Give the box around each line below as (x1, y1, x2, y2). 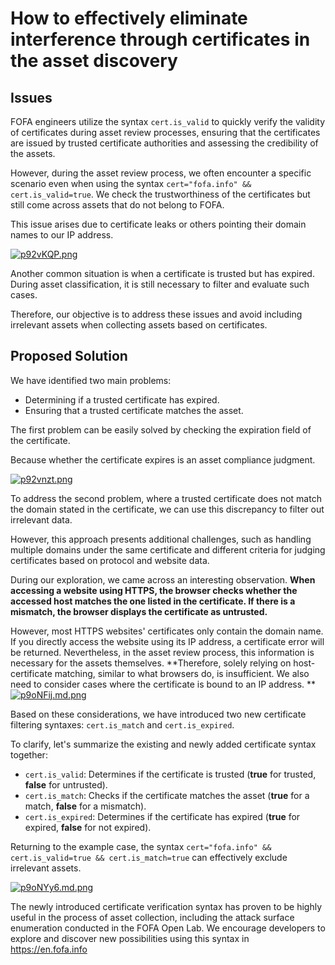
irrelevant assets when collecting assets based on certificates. (10, 319, 268, 331)
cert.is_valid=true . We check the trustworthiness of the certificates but (10, 188, 311, 200)
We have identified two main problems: (10, 374, 172, 386)
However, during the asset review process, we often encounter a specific (10, 167, 312, 179)
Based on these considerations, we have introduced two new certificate (10, 708, 307, 720)
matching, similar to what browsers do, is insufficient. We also (54, 667, 310, 679)
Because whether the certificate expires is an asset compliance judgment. (10, 453, 316, 466)
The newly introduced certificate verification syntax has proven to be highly (10, 900, 323, 912)
